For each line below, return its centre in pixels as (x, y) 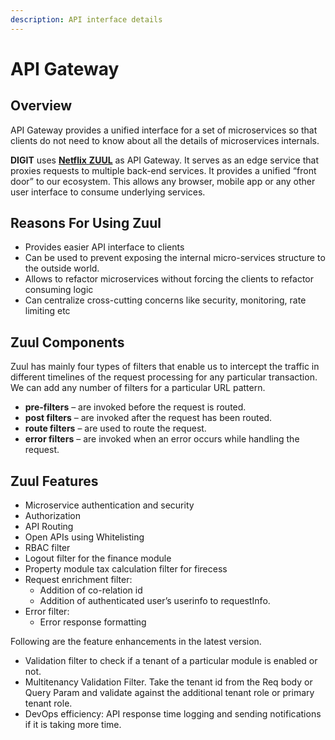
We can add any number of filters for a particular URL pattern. (138, 388)
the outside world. (62, 268)
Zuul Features (54, 481)
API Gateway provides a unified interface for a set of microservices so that (164, 130)
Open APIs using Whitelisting (84, 537)
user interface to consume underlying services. (108, 192)
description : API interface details (86, 19)
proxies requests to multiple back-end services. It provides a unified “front (163, 170)
